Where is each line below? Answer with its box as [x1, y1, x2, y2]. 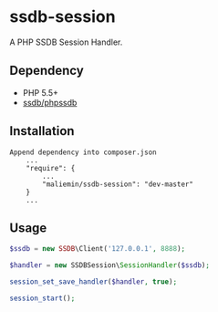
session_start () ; [9, 294, 76, 303]
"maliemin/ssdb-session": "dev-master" [42, 180, 194, 189]
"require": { [26, 163, 76, 172]
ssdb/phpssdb [22, 97, 78, 108]
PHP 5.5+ [22, 87, 59, 98]
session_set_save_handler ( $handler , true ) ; [9, 277, 178, 286]
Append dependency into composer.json [9, 148, 157, 157]
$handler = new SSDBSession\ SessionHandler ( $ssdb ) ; [9, 261, 210, 270]
